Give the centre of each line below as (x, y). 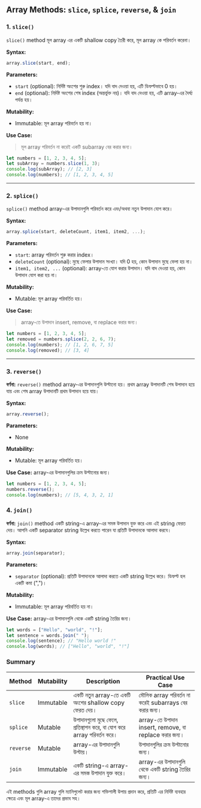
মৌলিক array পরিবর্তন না (164, 695)
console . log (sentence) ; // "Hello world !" (61, 641)
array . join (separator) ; (36, 553)
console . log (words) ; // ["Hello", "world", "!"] (68, 647)
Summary (21, 662)
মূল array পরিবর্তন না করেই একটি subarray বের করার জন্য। (77, 147)
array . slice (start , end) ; (38, 63)
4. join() (19, 510)
